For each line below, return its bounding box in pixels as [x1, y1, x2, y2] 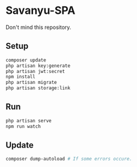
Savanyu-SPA [5, 4, 76, 17]
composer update [5, 57, 46, 63]
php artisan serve [5, 118, 52, 124]
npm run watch [5, 123, 41, 130]
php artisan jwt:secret [5, 68, 65, 74]
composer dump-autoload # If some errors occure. [5, 156, 133, 162]
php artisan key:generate [5, 63, 70, 69]
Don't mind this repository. [5, 24, 72, 31]
